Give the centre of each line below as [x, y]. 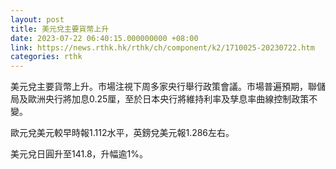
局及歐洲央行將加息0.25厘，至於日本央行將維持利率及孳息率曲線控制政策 [160, 99]
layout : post [37, 19]
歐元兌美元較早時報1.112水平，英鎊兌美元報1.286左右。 [122, 133]
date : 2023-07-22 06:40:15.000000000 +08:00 [104, 38]
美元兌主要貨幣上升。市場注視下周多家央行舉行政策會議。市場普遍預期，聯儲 [168, 87]
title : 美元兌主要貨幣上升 [60, 29]
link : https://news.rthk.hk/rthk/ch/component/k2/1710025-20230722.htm [162, 47]
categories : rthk [46, 57]
